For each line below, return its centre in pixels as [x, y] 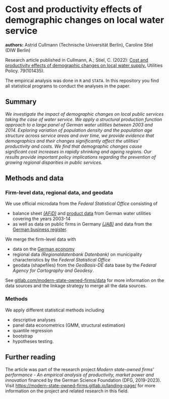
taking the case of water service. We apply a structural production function [84, 119]
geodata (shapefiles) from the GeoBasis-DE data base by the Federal [84, 265]
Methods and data [35, 178]
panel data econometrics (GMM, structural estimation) [69, 325]
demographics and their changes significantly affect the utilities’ [72, 141]
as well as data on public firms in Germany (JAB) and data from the [82, 224]
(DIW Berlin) [18, 50]
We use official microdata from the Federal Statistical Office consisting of [81, 204]
